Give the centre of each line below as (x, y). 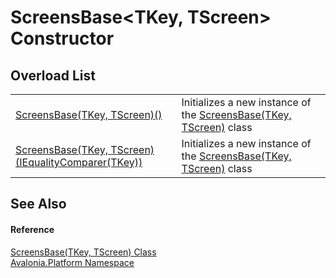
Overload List (53, 75)
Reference (32, 229)
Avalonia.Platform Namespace (72, 262)
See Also (38, 204)
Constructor (62, 38)
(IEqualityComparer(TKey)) (79, 162)
